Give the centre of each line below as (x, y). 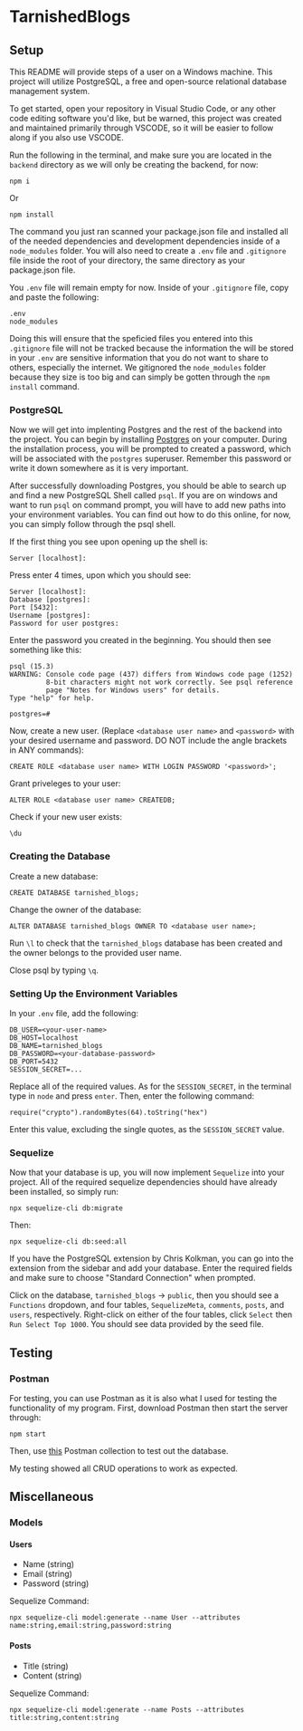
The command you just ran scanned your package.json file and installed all (149, 231)
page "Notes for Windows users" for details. (133, 690)
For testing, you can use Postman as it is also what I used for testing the (143, 1398)
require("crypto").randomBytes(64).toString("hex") (109, 1112)
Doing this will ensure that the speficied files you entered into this (131, 338)
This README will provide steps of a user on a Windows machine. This (141, 72)
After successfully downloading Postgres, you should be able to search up (148, 486)
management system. (50, 91)
